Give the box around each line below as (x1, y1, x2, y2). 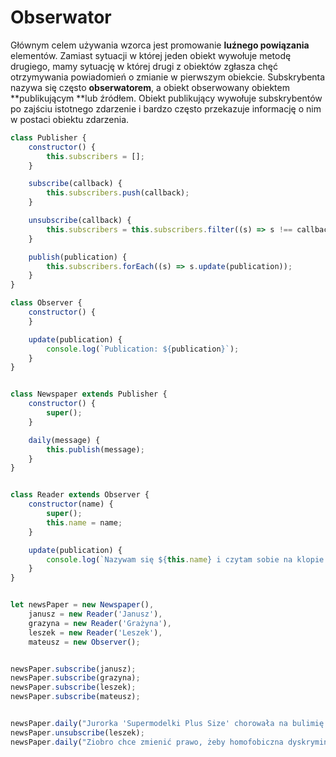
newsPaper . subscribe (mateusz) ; (10, 692, 141, 702)
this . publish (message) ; (46, 444, 145, 455)
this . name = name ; (46, 517, 123, 528)
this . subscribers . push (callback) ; (46, 188, 190, 198)
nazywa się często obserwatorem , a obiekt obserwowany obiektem (10, 81, 290, 93)
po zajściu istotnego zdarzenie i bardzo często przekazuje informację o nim (10, 102, 322, 115)
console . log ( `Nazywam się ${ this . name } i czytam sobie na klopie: (46, 554, 329, 565)
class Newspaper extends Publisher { (10, 389, 168, 400)
